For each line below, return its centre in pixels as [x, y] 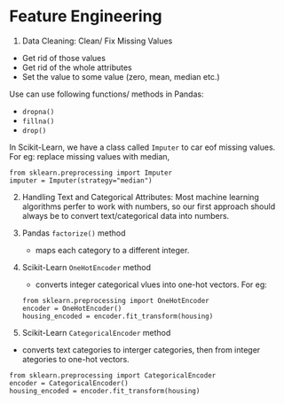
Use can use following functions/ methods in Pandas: [106, 94]
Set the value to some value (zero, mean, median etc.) [121, 76]
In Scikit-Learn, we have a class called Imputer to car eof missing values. [142, 147]
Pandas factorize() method [74, 233]
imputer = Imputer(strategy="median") [81, 180]
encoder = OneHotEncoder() [72, 308]
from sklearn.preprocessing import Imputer [91, 173]
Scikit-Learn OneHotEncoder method [87, 267]
